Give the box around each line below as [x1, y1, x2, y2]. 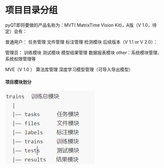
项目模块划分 [5, 78, 31, 85]
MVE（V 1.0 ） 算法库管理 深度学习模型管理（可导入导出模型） [5, 66, 134, 72]
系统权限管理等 [5, 55, 36, 61]
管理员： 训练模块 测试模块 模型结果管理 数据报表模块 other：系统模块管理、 [5, 49, 162, 55]
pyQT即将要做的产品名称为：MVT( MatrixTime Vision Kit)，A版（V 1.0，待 [5, 22, 157, 28]
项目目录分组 [5, 4, 58, 16]
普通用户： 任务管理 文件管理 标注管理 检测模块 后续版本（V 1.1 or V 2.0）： [5, 38, 158, 45]
